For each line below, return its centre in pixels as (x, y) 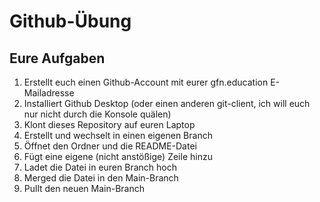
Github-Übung (70, 21)
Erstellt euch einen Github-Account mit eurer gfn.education (146, 82)
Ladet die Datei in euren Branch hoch (100, 167)
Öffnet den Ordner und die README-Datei (110, 146)
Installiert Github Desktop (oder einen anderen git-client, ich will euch (167, 103)
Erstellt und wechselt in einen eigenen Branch (118, 135)
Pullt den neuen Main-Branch (84, 188)
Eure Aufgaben (57, 58)
